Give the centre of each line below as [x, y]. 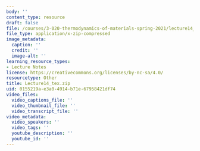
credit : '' [25, 51]
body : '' [17, 12]
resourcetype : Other [32, 78]
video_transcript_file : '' [45, 111]
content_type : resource [36, 17]
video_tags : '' [30, 128]
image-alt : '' [29, 56]
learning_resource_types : [38, 61]
